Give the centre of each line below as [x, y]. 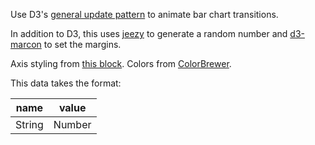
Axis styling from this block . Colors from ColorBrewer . [121, 63]
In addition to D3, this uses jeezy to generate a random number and [149, 33]
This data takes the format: [66, 83]
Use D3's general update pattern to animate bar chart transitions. [144, 14]
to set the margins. [82, 44]
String [29, 124]
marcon [26, 44]
